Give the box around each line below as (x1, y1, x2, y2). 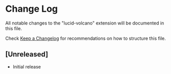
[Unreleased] (5, 50, 49, 59)
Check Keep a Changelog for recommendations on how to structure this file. (5, 35, 166, 41)
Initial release (12, 63, 41, 69)
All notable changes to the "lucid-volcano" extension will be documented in (5, 20, 164, 26)
